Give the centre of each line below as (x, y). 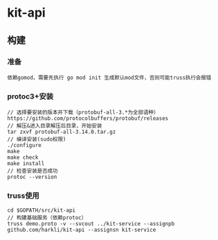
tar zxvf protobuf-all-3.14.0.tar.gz (62, 132)
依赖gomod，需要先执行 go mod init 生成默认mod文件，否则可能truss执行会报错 (109, 78)
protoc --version (32, 177)
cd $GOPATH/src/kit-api (42, 211)
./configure (24, 146)
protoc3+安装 (30, 96)
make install (26, 164)
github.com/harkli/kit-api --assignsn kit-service (82, 230)
